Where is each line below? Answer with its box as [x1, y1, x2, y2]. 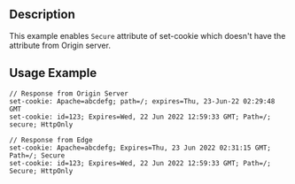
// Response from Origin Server [9, 88, 128, 98]
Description [9, 7, 75, 22]
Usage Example [9, 65, 97, 80]
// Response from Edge [9, 135, 93, 144]
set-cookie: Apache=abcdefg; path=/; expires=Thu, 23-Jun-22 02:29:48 [9, 96, 276, 105]
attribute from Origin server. [9, 40, 111, 50]
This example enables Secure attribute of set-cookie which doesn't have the [9, 30, 286, 41]
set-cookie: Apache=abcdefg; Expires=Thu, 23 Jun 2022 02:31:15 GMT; [9, 143, 272, 152]
